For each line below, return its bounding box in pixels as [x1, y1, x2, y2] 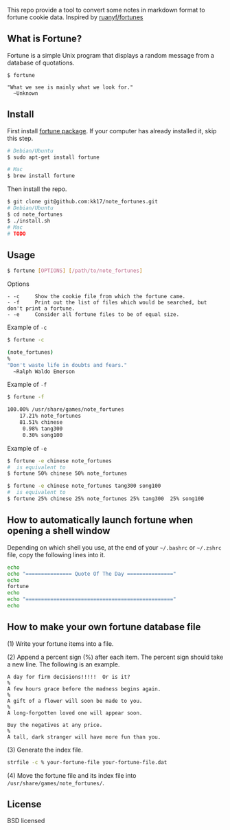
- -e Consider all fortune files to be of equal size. [7, 311, 180, 318]
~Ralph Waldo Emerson [13, 368, 76, 375]
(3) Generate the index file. [7, 745, 84, 754]
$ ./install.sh [7, 217, 51, 224]
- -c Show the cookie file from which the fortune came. [7, 293, 186, 300]
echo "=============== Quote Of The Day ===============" [7, 570, 176, 577]
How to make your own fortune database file [7, 621, 201, 633]
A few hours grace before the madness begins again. [7, 685, 161, 693]
